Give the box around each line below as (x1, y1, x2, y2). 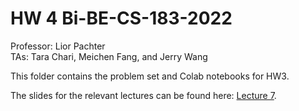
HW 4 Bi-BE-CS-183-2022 (10, 7, 233, 30)
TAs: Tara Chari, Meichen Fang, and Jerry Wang (10, 50, 208, 62)
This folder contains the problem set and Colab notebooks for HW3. (10, 70, 290, 82)
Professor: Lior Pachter (10, 40, 106, 52)
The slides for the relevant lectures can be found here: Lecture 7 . (10, 89, 277, 101)
